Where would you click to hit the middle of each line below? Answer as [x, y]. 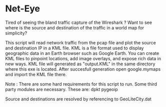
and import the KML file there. [36, 74]
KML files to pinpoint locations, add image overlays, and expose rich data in [83, 58]
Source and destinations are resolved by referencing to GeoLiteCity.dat [78, 99]
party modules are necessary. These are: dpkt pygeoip [62, 89]
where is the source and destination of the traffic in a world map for [75, 27]
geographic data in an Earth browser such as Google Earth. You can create [82, 53]
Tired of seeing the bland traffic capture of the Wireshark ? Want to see [79, 22]
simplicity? [16, 33]
